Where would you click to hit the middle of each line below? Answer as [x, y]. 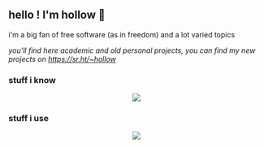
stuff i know [32, 80]
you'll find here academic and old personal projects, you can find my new [132, 50]
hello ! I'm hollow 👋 [57, 15]
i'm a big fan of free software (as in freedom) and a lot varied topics [122, 34]
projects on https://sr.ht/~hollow [62, 59]
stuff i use [28, 119]
